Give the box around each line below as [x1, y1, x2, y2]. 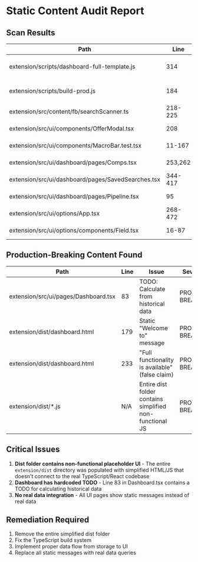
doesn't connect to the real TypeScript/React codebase [14, 472, 150, 479]
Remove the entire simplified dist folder [14, 530, 110, 538]
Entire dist [139, 380, 167, 388]
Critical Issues [6, 445, 60, 455]
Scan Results [6, 28, 55, 38]
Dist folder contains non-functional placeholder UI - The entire [14, 460, 171, 467]
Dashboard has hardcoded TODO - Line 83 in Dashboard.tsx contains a [14, 479, 190, 486]
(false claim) [139, 370, 174, 378]
